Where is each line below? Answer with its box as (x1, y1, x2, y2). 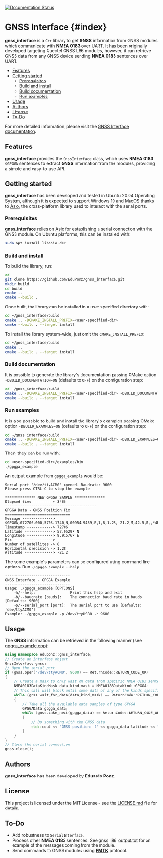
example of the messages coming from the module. (12, 842, 115, 848)
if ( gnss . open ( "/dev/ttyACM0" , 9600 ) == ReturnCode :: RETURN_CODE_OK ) (5, 670, 149, 675)
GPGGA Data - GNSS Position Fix (5, 508, 70, 513)
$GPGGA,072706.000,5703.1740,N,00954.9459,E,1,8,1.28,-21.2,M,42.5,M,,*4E (5, 520, 160, 526)
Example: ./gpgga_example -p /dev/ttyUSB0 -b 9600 (5, 612, 110, 616)
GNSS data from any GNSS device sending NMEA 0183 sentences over (5, 53, 148, 59)
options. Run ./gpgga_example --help (5, 564, 79, 570)
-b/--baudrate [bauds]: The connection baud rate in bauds (14, 595, 142, 599)
